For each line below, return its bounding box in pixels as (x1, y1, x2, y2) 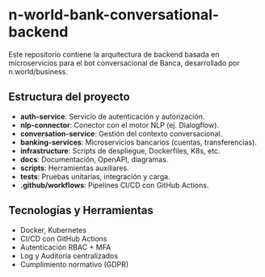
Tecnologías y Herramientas (8, 204, 154, 217)
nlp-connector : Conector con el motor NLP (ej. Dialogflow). (19, 120, 220, 130)
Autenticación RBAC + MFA (19, 242, 111, 252)
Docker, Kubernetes (19, 225, 87, 235)
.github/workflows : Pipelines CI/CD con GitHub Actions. (19, 180, 209, 190)
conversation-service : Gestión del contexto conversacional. (19, 128, 223, 138)
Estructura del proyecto (8, 90, 131, 104)
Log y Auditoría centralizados (19, 250, 119, 260)
